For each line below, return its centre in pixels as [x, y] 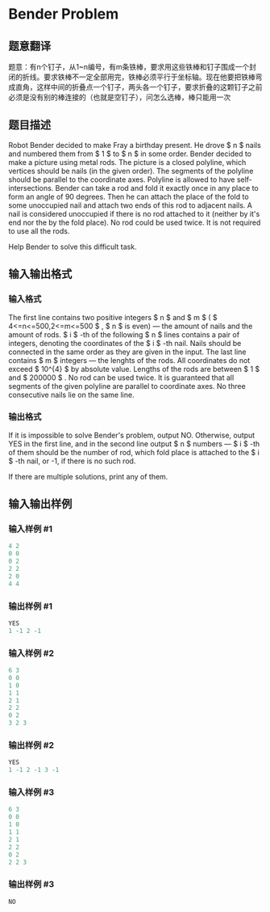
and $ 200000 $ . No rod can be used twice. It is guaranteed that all [121, 378]
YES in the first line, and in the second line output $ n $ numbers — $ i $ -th [134, 443]
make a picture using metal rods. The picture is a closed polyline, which [127, 162]
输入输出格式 [40, 274]
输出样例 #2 [31, 745]
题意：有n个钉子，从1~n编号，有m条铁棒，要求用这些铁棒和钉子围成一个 [129, 67]
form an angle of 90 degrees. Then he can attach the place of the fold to [129, 196]
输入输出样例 [40, 504]
